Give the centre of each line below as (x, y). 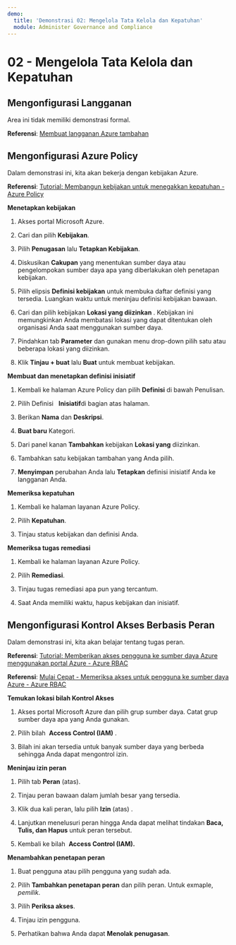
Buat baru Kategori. (46, 431)
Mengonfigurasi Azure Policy (73, 156)
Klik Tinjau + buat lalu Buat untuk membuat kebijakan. (96, 363)
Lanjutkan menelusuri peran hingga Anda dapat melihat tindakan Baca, (120, 823)
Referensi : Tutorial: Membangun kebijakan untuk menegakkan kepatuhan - (116, 187)
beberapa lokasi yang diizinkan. (64, 349)
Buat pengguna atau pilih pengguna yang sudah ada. (94, 871)
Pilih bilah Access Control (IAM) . (67, 733)
